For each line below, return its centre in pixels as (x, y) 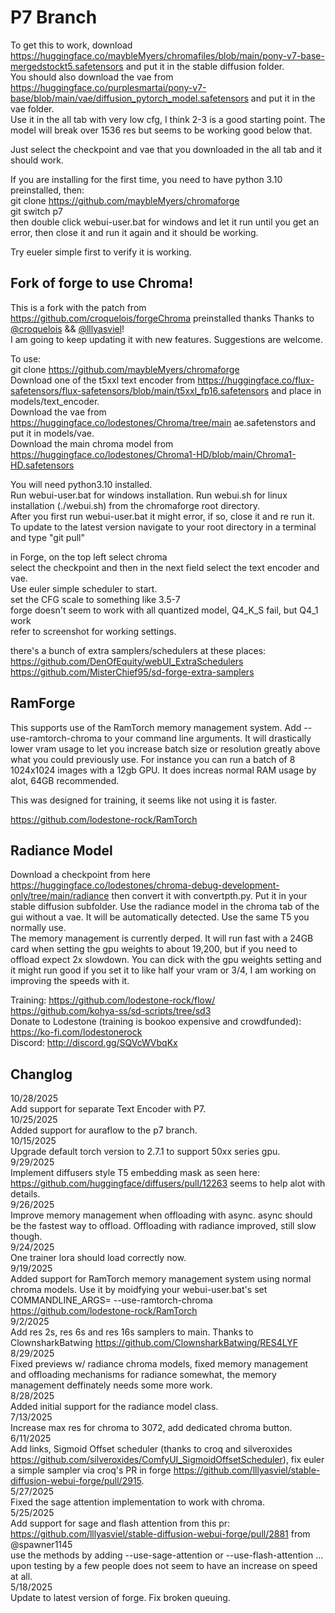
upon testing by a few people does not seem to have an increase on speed (164, 1566)
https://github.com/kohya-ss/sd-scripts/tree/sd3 (111, 1011)
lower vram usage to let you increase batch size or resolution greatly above (165, 748)
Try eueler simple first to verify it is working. (101, 252)
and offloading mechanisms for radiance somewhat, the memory (143, 1375)
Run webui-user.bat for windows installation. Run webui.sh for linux (149, 495)
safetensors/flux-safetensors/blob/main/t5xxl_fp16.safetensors (140, 390)
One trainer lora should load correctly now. (98, 1258)
